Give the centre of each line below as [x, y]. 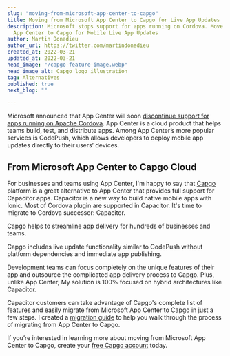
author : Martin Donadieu [43, 39]
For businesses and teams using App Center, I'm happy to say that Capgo [112, 183]
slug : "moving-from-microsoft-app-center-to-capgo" [83, 13]
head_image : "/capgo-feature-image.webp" [67, 65]
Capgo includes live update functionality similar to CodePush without [105, 247]
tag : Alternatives [33, 77]
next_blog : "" [28, 90]
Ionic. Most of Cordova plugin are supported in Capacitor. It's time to [104, 205]
